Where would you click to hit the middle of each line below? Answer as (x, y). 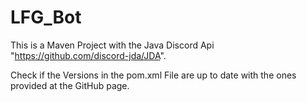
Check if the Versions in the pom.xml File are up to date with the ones (153, 75)
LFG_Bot (46, 17)
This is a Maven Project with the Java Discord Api (112, 45)
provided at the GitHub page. (70, 85)
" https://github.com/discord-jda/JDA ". (88, 55)
